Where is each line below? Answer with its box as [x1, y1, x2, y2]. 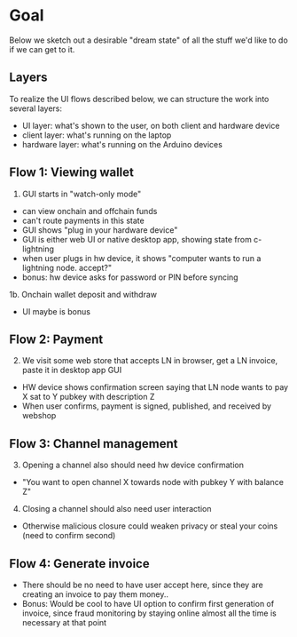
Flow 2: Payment [9, 331, 104, 346]
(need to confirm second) [21, 530, 116, 541]
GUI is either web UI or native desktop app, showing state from [21, 234, 253, 244]
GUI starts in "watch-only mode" [21, 188, 142, 199]
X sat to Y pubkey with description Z [21, 392, 155, 402]
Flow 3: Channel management [9, 436, 178, 451]
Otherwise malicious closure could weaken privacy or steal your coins [21, 521, 278, 531]
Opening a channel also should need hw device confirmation [21, 459, 244, 471]
